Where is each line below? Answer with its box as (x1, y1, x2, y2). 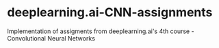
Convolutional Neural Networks (7, 34, 96, 42)
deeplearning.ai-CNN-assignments (7, 5, 213, 20)
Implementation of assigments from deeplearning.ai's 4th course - (7, 27, 194, 35)
